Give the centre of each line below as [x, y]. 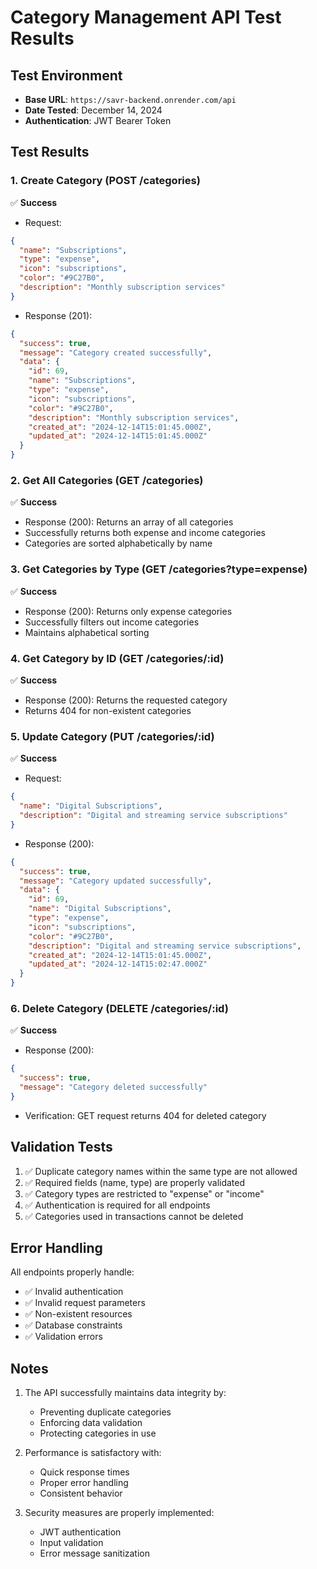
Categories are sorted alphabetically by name [118, 543]
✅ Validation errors [63, 1337]
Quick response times [84, 1472]
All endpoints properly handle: [72, 1272]
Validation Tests [61, 1147]
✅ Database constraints [73, 1325]
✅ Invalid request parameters [85, 1303]
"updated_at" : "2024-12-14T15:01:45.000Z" [118, 436]
